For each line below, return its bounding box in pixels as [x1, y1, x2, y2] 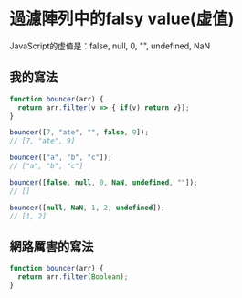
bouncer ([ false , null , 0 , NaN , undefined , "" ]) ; [9, 177, 198, 187]
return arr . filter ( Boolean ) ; [17, 272, 129, 282]
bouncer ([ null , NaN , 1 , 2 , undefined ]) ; [9, 203, 166, 212]
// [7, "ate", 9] [9, 136, 76, 146]
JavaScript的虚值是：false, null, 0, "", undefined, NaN [9, 40, 211, 51]
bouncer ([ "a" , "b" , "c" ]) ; [9, 153, 112, 163]
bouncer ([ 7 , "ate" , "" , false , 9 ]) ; [9, 128, 149, 137]
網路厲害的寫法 [9, 239, 94, 254]
